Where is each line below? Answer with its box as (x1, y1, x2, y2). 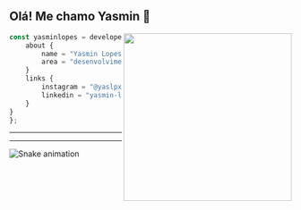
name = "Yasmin (41, 49, 99, 58)
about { (25, 41, 54, 50)
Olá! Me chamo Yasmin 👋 (9, 9, 150, 24)
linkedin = (41, 90, 82, 99)
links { (25, 74, 54, 83)
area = (41, 57, 66, 67)
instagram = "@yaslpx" (41, 82, 126, 92)
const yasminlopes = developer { (9, 32, 134, 41)
